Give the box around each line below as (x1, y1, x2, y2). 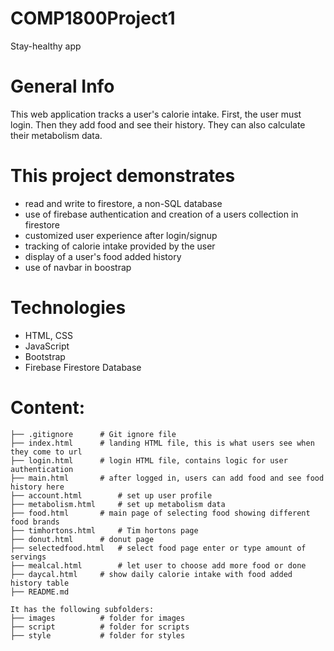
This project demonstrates (10, 165, 236, 187)
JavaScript (24, 340, 70, 352)
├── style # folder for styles (10, 630, 186, 641)
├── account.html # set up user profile (10, 490, 213, 501)
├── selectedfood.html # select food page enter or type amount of (10, 543, 307, 553)
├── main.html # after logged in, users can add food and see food (10, 473, 325, 483)
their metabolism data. (10, 129, 103, 141)
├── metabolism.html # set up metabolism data (10, 499, 226, 509)
